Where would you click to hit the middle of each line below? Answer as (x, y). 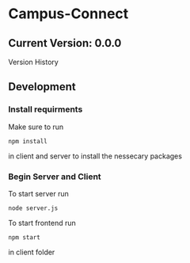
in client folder (32, 252)
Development (42, 87)
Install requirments (46, 109)
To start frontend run (42, 223)
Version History (34, 62)
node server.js (33, 208)
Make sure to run (36, 127)
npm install (28, 141)
